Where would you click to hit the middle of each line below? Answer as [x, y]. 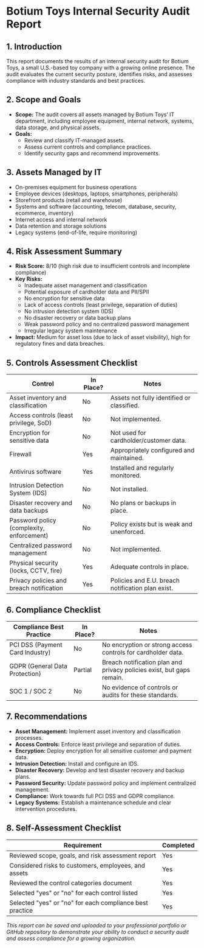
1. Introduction [34, 47]
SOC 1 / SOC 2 [31, 691]
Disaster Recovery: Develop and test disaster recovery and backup [100, 770]
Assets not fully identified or [150, 398]
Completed [178, 845]
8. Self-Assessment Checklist [64, 828]
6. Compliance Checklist [54, 610]
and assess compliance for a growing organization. [71, 938]
